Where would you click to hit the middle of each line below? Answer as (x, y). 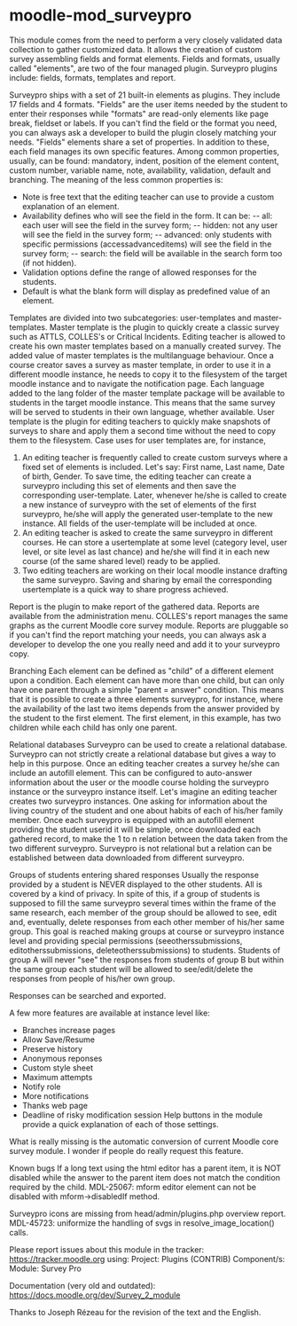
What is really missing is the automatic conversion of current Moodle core (144, 1142)
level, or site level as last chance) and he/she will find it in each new (146, 552)
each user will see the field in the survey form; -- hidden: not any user (150, 225)
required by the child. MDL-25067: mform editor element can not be (133, 1187)
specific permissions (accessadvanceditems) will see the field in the (147, 244)
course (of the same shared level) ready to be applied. (121, 561)
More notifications (55, 1095)
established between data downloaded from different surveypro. (127, 858)
